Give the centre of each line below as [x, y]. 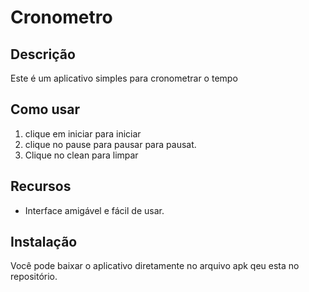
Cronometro [61, 17]
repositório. [34, 277]
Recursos [41, 186]
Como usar [45, 109]
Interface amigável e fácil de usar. [94, 210]
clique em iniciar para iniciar [83, 133]
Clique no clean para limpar [81, 155]
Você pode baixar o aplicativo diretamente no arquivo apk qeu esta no [155, 266]
